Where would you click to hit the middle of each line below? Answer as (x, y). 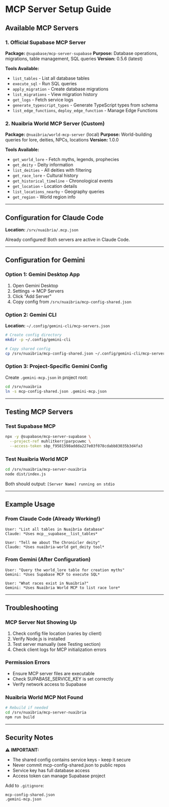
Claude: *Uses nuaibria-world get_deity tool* (55, 547)
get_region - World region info (44, 197)
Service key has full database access (51, 770)
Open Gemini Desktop (35, 285)
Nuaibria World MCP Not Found (44, 697)
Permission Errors (28, 663)
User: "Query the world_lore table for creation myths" (65, 570)
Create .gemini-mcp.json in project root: (47, 377)
